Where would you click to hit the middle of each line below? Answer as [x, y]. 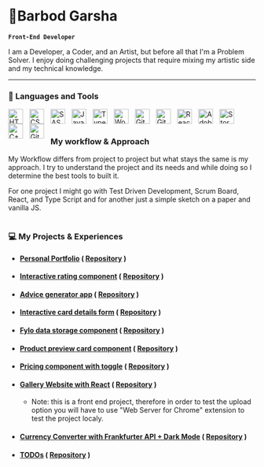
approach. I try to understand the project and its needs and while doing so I [130, 167]
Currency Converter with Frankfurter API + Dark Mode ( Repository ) [133, 436]
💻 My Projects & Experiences [66, 236]
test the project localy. [67, 419]
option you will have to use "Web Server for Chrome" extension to [138, 410]
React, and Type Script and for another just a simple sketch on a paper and [130, 199]
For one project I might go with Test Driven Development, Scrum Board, [124, 191]
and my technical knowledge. [56, 68]
